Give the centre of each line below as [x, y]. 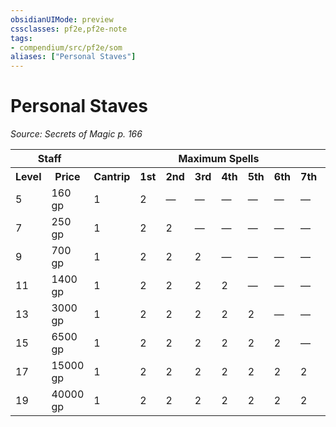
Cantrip [112, 177]
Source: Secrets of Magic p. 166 [76, 134]
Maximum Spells [219, 159]
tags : [21, 38]
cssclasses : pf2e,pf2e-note [69, 29]
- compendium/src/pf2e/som [66, 47]
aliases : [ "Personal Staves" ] [73, 57]
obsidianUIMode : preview [62, 19]
